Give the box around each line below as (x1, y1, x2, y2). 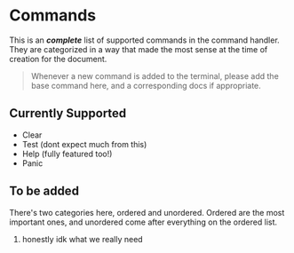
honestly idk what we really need (21, 233, 144, 244)
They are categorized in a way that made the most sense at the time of (9, 43, 268, 54)
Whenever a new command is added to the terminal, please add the (30, 70, 280, 81)
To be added (9, 184, 80, 199)
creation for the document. (9, 53, 107, 64)
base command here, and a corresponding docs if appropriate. (30, 80, 262, 91)
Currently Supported (9, 106, 127, 121)
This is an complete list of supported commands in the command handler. (9, 35, 280, 45)
